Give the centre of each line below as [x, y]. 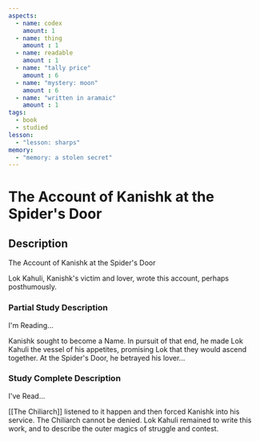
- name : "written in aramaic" [66, 98]
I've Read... [27, 396]
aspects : [23, 16]
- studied [32, 127]
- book [26, 120]
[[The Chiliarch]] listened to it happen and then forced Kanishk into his [124, 411]
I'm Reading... [31, 325]
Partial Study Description [58, 308]
